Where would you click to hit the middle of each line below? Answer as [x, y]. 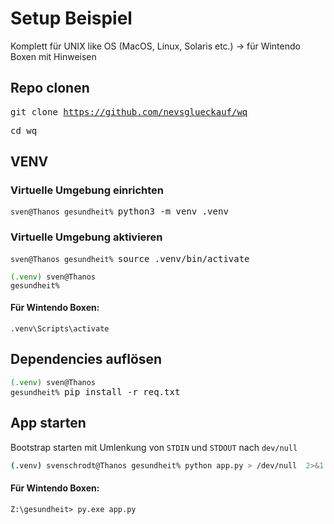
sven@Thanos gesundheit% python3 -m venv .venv [119, 211]
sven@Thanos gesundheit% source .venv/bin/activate [130, 258]
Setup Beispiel [71, 18]
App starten [48, 423]
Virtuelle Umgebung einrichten [87, 190]
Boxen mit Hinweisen [53, 56]
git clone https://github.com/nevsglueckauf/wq [129, 111]
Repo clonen [50, 88]
